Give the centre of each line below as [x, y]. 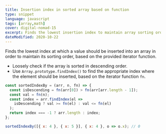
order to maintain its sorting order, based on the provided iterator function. [81, 56]
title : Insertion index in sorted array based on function [67, 10]
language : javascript [27, 19]
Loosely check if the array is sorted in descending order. [70, 66]
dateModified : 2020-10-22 [32, 37]
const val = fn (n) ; [30, 95]
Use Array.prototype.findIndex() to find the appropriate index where [83, 71]
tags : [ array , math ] [25, 23]
